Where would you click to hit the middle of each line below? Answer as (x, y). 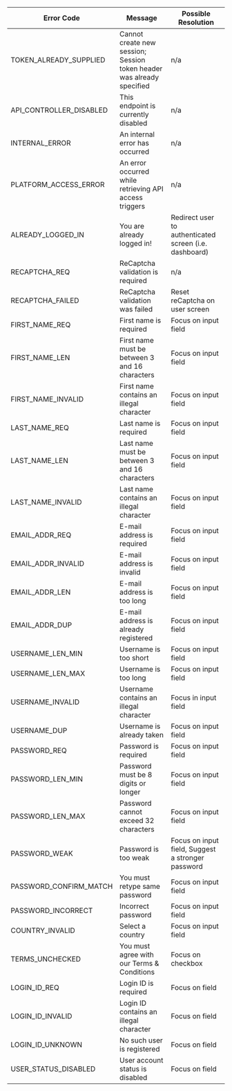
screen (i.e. (189, 243)
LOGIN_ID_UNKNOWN (47, 1045)
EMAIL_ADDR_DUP (41, 625)
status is (133, 1069)
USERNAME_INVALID (45, 702)
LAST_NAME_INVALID (46, 502)
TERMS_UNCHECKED (46, 959)
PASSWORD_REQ (39, 750)
